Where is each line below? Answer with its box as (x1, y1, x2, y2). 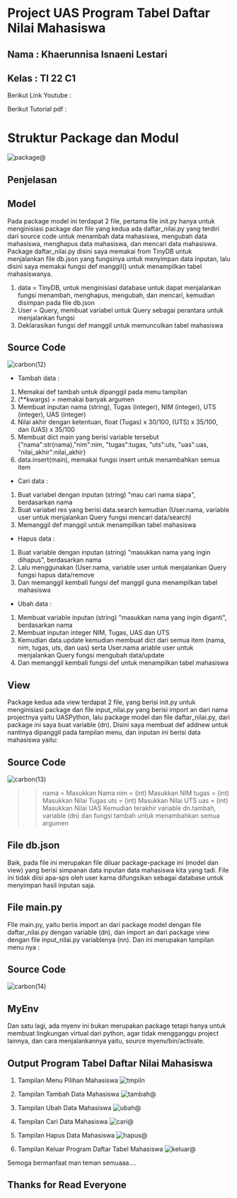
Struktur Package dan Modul (7, 130, 179, 146)
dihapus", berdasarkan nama (17, 555, 102, 565)
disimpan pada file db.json (17, 298, 96, 306)
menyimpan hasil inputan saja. (7, 881, 96, 889)
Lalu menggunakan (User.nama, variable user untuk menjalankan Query (17, 563, 227, 572)
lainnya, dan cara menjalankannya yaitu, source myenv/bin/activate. (7, 1037, 205, 1046)
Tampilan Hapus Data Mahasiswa (17, 1131, 115, 1140)
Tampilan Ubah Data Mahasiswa (17, 1104, 112, 1112)
